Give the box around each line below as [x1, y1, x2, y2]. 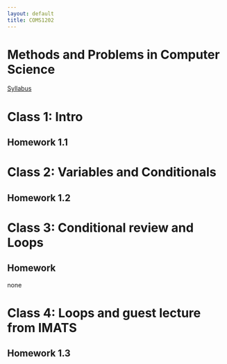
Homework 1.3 [7, 347, 71, 359]
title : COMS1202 [7, 17, 54, 24]
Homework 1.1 [7, 136, 68, 148]
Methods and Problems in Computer [7, 47, 220, 63]
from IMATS [7, 319, 78, 335]
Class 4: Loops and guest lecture [7, 305, 201, 321]
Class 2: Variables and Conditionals [7, 164, 217, 180]
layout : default [7, 10, 54, 17]
